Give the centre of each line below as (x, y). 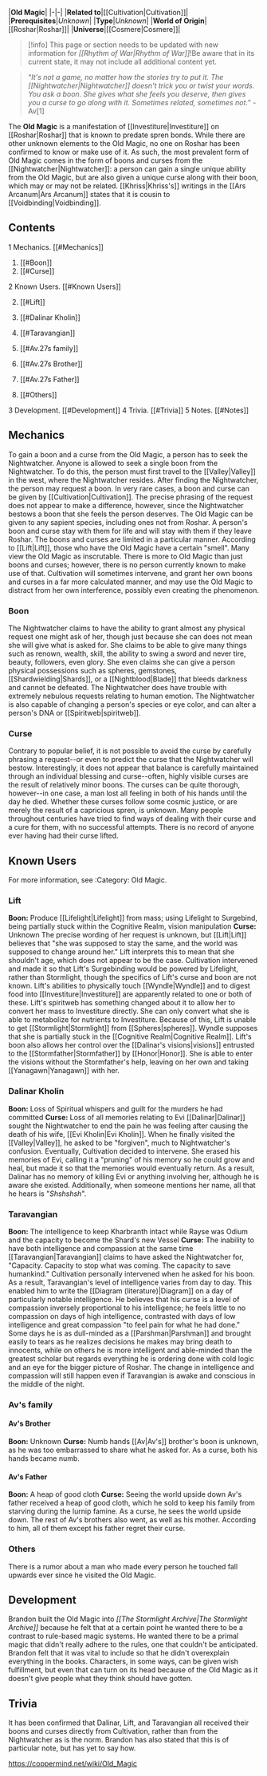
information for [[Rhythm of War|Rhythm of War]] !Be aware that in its (141, 53)
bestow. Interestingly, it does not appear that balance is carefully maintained (133, 768)
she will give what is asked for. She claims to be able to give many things (128, 645)
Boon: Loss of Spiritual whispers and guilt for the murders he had (116, 1108)
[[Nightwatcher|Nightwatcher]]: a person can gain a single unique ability (127, 169)
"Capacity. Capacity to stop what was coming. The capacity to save (120, 1265)
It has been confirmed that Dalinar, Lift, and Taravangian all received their (129, 1723)
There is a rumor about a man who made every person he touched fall (123, 1566)
